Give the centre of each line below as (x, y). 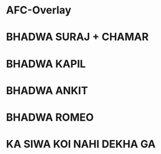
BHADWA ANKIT (47, 90)
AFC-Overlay (39, 10)
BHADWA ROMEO (50, 117)
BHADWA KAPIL (46, 64)
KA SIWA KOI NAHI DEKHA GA (81, 144)
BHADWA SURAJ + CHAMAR (78, 37)
